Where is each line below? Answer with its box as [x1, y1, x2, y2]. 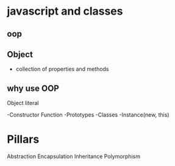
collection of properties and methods [15, 65, 109, 73]
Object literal [7, 99, 39, 107]
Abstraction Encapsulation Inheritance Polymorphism [7, 153, 141, 160]
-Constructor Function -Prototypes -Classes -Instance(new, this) [7, 111, 170, 118]
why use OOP [7, 83, 60, 93]
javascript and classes [7, 4, 123, 18]
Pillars [7, 132, 40, 146]
